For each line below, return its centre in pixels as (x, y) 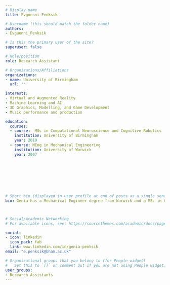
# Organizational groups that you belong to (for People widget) (75, 261)
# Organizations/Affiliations (37, 70)
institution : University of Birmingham (56, 136)
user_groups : (19, 270)
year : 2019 (26, 140)
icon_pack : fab (26, 242)
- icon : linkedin (24, 237)
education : (17, 121)
